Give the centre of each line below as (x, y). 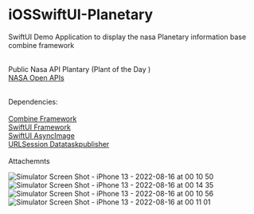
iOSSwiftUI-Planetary (81, 15)
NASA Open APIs (37, 77)
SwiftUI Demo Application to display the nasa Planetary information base (127, 37)
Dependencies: (33, 101)
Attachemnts (29, 160)
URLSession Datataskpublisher (59, 144)
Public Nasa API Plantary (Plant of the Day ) (80, 69)
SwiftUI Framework (40, 127)
